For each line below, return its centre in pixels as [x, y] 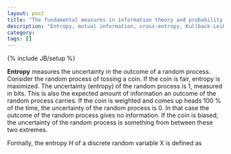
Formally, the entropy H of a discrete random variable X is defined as [104, 143]
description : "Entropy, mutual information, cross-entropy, [95, 26]
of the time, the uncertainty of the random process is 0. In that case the [108, 108]
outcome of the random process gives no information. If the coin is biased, [113, 115]
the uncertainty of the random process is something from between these [110, 123]
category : [21, 33]
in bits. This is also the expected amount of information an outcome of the [112, 94]
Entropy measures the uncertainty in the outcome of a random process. [109, 72]
